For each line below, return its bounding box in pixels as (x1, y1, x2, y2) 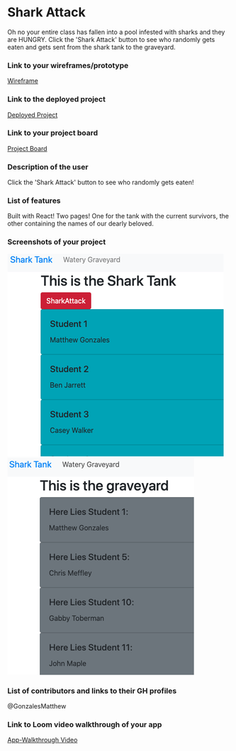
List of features (7, 196, 62, 206)
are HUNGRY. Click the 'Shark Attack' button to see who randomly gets (7, 35, 215, 43)
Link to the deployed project (7, 94, 106, 104)
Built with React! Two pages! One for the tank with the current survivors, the (7, 212, 229, 221)
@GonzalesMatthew (7, 702, 67, 711)
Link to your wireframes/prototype (7, 60, 129, 70)
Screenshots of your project (7, 237, 106, 247)
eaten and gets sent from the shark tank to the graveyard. (7, 43, 176, 51)
